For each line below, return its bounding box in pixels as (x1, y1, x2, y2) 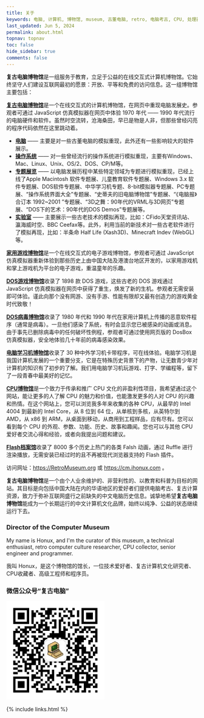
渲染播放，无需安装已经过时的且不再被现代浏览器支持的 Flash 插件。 (6, 451, 177, 458)
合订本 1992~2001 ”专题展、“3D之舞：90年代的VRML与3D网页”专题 (15, 198, 185, 205)
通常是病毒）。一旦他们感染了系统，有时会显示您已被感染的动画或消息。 (16, 321, 195, 328)
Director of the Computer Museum (6, 523, 110, 531)
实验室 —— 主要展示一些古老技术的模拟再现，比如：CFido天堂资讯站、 (15, 213, 193, 221)
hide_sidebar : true (6, 49, 56, 55)
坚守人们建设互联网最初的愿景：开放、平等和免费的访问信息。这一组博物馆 (11, 80, 198, 88)
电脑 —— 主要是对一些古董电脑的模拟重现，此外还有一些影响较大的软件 (15, 137, 194, 144)
